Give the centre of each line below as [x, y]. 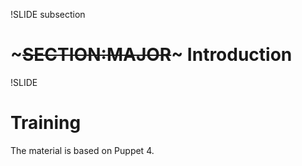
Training [46, 123]
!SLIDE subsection [48, 14]
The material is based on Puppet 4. [82, 150]
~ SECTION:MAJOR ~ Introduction [151, 55]
